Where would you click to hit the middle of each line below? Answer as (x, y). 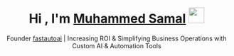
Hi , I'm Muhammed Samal (107, 19)
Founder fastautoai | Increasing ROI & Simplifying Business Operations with (117, 38)
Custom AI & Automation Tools (117, 45)
